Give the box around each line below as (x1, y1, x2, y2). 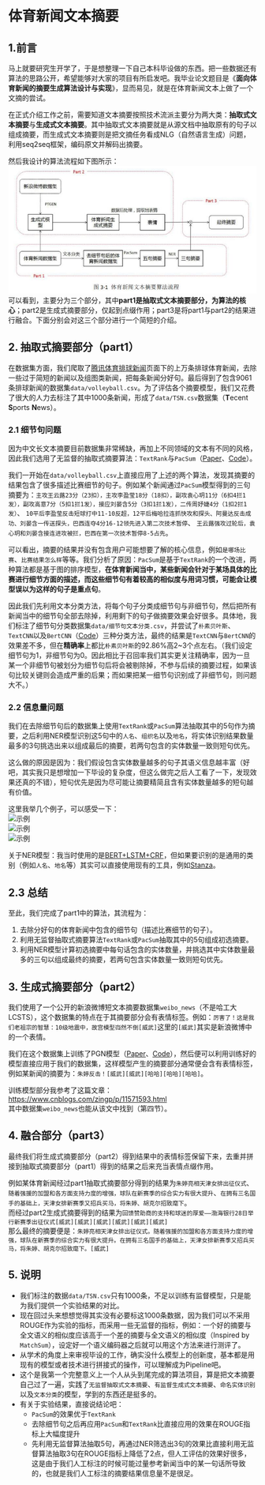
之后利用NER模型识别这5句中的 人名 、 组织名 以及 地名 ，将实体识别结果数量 (21, 731, 254, 741)
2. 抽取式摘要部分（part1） (8, 340, 140, 354)
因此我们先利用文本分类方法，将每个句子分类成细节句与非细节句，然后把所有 (8, 601, 257, 611)
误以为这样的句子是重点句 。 (14, 585, 105, 594)
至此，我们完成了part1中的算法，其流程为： (8, 908, 149, 918)
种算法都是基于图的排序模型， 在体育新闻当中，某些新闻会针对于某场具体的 (8, 565, 250, 574)
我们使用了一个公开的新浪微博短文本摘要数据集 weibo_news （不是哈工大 (8, 1002, 237, 1012)
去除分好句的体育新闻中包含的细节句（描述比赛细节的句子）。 (19, 925, 217, 934)
